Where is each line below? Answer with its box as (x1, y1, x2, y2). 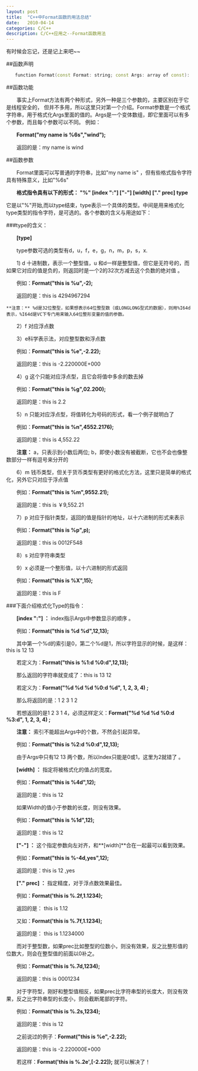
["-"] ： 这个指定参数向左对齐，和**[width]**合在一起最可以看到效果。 (17, 842, 189, 848)
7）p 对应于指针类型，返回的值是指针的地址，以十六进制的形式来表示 (16, 514, 185, 521)
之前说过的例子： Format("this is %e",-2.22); (16, 1033, 127, 1040)
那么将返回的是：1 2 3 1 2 (16, 697, 78, 704)
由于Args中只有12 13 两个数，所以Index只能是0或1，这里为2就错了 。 (16, 754, 184, 760)
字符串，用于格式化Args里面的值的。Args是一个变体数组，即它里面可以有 (6, 111, 184, 118)
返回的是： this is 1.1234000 (16, 930, 85, 937)
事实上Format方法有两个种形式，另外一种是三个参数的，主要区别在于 (16, 96, 184, 103)
